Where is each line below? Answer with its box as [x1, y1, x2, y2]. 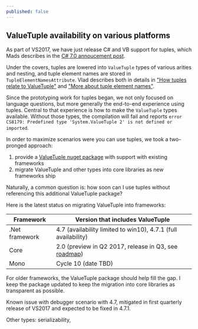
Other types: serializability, [6, 317, 71, 324]
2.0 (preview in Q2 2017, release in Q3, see [55, 243, 178, 251]
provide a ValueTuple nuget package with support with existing [14, 154, 168, 161]
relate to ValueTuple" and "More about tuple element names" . [6, 83, 155, 90]
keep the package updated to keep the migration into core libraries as [6, 281, 176, 288]
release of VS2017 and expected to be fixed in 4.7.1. [6, 305, 131, 312]
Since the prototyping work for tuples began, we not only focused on [6, 94, 174, 101]
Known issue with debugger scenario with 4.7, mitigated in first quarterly [6, 299, 182, 306]
